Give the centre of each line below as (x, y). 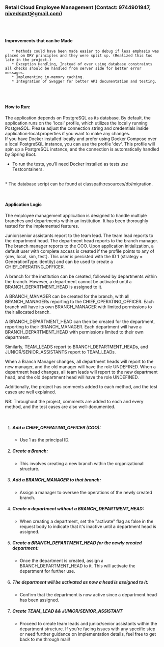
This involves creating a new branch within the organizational (82, 463)
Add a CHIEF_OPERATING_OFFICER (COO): (56, 427)
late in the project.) (28, 60)
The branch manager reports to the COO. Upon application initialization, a (79, 246)
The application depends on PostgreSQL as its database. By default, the (78, 118)
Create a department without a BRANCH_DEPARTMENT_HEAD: (78, 509)
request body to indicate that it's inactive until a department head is (88, 526)
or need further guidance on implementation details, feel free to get (88, 634)
